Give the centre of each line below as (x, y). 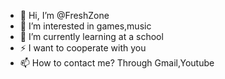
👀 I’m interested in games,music (85, 26)
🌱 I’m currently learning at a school (91, 36)
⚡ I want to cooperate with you (83, 48)
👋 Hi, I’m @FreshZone (64, 15)
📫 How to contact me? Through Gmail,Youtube (117, 63)
